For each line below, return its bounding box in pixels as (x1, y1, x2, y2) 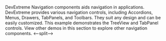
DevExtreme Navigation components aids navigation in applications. (5, 4, 145, 10)
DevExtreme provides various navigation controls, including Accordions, (5, 9, 153, 15)
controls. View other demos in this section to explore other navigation (5, 25, 148, 31)
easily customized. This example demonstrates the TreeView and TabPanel (5, 20, 159, 26)
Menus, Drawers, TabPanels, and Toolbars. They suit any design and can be (5, 15, 161, 20)
